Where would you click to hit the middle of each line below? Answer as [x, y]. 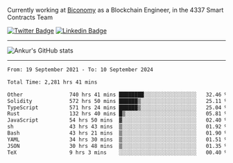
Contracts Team [30, 17]
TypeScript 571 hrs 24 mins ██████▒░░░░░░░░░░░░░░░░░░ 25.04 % [118, 107]
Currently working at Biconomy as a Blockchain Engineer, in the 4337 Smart [115, 10]
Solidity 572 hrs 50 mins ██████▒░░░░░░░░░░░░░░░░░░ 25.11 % [118, 101]
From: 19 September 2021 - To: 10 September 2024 [80, 70]
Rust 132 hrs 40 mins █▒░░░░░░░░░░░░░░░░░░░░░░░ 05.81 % [118, 114]
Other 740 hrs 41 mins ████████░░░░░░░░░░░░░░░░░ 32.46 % [118, 95]
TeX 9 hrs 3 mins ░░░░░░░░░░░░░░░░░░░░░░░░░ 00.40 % [118, 152]
